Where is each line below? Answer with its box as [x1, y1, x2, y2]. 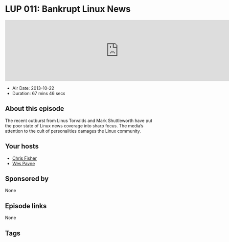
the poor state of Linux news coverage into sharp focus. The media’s [5, 122, 143, 128]
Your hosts [5, 142, 39, 150]
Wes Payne [12, 160, 35, 166]
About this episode [5, 104, 65, 113]
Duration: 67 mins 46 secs [12, 90, 66, 96]
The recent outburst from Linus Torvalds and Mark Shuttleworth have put [5, 118, 153, 123]
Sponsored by [5, 174, 49, 183]
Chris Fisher [12, 155, 37, 161]
